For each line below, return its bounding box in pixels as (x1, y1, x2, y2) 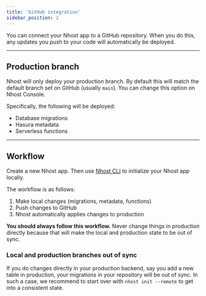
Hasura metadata (15, 121, 59, 129)
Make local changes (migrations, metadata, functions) (15, 197, 152, 205)
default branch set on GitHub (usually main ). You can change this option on (6, 84, 195, 92)
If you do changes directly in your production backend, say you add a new (6, 265, 194, 272)
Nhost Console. (6, 91, 46, 98)
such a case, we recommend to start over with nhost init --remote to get (6, 278, 194, 285)
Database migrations (15, 115, 68, 122)
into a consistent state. (6, 284, 64, 292)
